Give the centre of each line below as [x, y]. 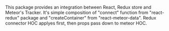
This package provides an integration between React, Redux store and [78, 7]
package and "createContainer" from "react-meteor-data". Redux [88, 18]
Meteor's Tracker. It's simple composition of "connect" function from [77, 12]
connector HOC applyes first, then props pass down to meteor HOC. [76, 23]
